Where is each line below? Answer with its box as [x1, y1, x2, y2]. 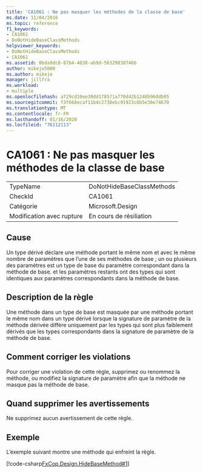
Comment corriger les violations [6, 352, 131, 362]
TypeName [9, 182, 41, 191]
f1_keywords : [6, 26, 39, 32]
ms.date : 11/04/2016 [6, 15, 59, 21]
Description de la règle [6, 292, 94, 303]
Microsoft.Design [88, 202, 138, 210]
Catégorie [9, 202, 38, 210]
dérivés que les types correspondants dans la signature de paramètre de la [6, 328, 194, 335]
